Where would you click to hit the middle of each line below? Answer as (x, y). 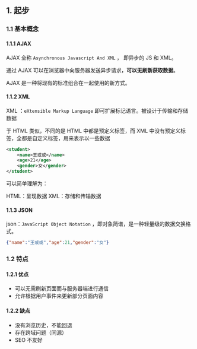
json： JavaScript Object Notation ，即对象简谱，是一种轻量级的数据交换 (96, 224)
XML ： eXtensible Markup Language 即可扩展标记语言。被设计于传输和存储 (97, 110)
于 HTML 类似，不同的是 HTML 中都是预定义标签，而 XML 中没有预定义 (93, 131)
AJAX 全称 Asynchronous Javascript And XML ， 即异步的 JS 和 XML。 (91, 58)
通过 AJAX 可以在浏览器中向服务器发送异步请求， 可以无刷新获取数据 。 (93, 70)
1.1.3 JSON (19, 210)
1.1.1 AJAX (19, 43)
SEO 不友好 (28, 340)
